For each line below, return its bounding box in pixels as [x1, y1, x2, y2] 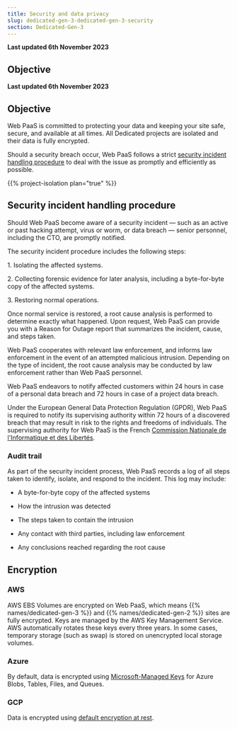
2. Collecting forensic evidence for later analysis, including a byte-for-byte [7, 274, 224, 283]
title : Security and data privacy [7, 10, 110, 18]
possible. [7, 166, 34, 173]
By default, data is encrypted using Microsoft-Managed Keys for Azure [7, 672, 214, 681]
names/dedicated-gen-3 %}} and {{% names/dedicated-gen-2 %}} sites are [7, 608, 231, 616]
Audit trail [7, 451, 42, 461]
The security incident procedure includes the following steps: [7, 247, 186, 256]
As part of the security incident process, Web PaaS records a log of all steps [7, 467, 230, 476]
